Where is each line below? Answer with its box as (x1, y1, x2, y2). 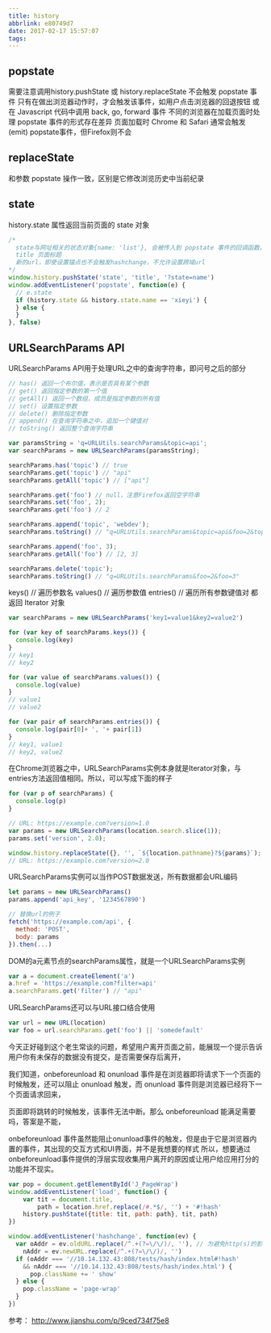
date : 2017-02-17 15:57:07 (8, 27, 99, 35)
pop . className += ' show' (29, 1270, 117, 1278)
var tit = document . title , (23, 1195, 114, 1204)
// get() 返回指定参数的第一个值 (8, 387, 107, 395)
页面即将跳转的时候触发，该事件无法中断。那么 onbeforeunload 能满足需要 (8, 1106, 256, 1116)
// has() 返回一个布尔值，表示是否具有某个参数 (8, 380, 149, 388)
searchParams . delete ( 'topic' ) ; (8, 565, 114, 573)
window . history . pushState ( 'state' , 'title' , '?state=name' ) (8, 274, 215, 282)
